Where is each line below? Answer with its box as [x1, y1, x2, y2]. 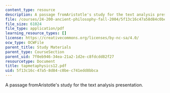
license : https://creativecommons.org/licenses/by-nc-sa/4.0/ [5, 36, 139, 41]
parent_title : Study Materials [5, 45, 71, 50]
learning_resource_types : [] [5, 31, 67, 36]
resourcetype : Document [5, 59, 56, 64]
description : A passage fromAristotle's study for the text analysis [5, 12, 155, 17]
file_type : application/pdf [5, 26, 65, 31]
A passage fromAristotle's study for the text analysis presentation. [5, 82, 143, 88]
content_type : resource [5, 7, 56, 13]
